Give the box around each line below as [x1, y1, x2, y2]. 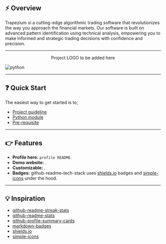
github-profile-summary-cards [12, 218, 75, 224]
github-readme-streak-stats [12, 208, 69, 213]
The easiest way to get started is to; [5, 99, 78, 105]
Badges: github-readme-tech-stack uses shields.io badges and [12, 170, 142, 176]
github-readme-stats [12, 212, 55, 218]
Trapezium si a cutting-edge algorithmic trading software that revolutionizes [5, 19, 160, 26]
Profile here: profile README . [12, 154, 72, 160]
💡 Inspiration [5, 194, 45, 203]
